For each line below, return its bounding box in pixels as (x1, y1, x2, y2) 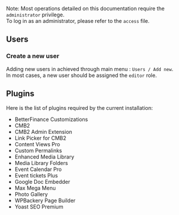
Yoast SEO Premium (14, 203, 64, 210)
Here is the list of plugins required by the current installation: (6, 104, 153, 111)
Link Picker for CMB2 (14, 135, 67, 142)
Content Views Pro (14, 140, 61, 147)
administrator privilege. (6, 11, 65, 18)
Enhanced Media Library (14, 153, 75, 160)
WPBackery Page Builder (14, 197, 76, 204)
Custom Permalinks (14, 147, 62, 154)
